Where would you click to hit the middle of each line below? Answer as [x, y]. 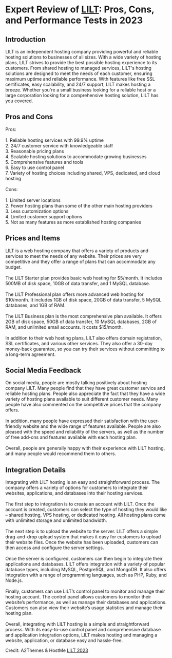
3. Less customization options [37, 211]
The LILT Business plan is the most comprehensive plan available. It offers [84, 316]
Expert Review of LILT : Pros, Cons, [80, 10]
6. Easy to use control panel [35, 167]
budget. [14, 267]
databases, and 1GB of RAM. [35, 305]
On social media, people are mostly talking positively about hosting [76, 383]
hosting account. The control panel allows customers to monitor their [78, 597]
